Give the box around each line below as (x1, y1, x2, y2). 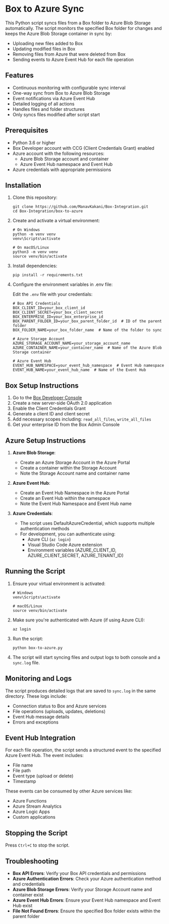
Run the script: (12, 636, 43, 642)
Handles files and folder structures (12, 106, 85, 112)
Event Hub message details (12, 713, 70, 720)
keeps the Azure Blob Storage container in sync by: (5, 30, 112, 36)
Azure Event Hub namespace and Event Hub (20, 161, 113, 167)
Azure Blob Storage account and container (20, 155, 109, 162)
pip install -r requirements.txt (12, 273, 83, 278)
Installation (5, 181, 41, 190)
